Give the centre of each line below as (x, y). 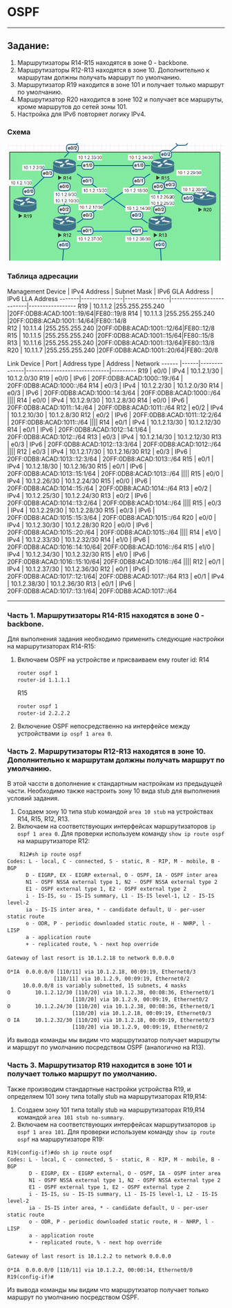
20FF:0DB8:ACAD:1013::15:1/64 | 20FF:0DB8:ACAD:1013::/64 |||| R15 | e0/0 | (115, 473)
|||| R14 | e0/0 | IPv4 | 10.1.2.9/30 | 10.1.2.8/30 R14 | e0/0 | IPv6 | (98, 400)
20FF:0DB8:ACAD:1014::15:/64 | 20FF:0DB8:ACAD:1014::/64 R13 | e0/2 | (109, 488)
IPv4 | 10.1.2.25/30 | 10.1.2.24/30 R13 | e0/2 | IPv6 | (79, 495)
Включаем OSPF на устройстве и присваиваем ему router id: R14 (113, 660)
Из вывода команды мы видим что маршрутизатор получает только (108, 1289)
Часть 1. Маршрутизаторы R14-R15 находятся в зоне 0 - (106, 615)
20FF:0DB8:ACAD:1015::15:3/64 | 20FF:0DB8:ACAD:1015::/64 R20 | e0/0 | (112, 517)
